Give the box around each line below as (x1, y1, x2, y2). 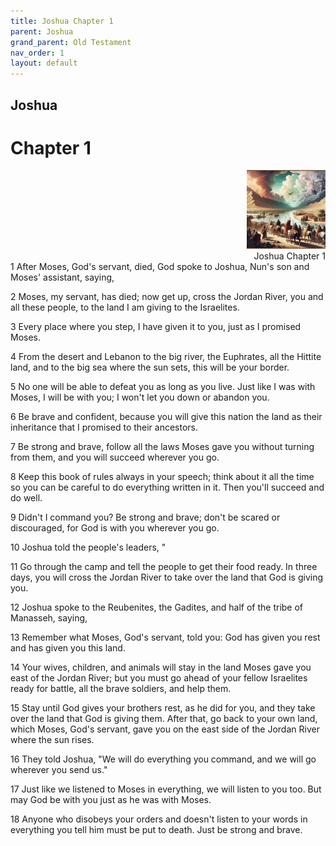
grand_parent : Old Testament (10, 37, 132, 47)
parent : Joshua (10, 26, 74, 37)
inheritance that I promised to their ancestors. (10, 421, 199, 434)
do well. (10, 492, 43, 504)
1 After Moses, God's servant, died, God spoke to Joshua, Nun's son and (10, 261, 310, 273)
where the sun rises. (10, 734, 95, 746)
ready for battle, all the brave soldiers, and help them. (10, 683, 232, 695)
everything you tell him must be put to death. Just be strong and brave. (10, 824, 303, 836)
